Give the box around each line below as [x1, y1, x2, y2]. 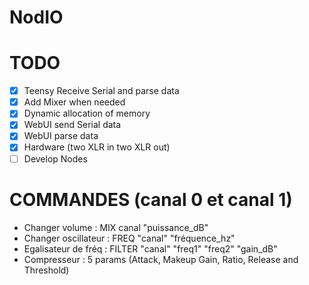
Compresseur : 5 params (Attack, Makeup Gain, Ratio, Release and [23, 253, 299, 265]
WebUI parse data [23, 130, 99, 142]
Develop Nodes [23, 152, 88, 165]
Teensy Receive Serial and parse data [23, 85, 180, 97]
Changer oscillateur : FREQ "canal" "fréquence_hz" [23, 232, 236, 244]
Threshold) [23, 264, 70, 276]
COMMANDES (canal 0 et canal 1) [9, 188, 293, 211]
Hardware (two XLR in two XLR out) [23, 141, 171, 153]
